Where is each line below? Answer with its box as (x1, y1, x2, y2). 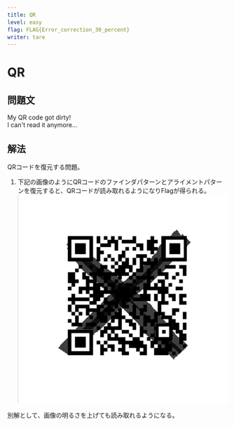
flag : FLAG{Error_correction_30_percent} (7, 26, 130, 33)
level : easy (7, 18, 42, 26)
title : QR (7, 11, 36, 18)
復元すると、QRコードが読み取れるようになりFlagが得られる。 (29, 187, 211, 195)
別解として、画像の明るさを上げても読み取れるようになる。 (7, 411, 179, 420)
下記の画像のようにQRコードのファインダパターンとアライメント (17, 178, 205, 186)
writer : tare (7, 34, 46, 41)
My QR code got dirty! (7, 113, 71, 122)
